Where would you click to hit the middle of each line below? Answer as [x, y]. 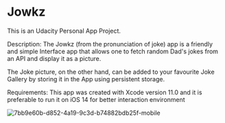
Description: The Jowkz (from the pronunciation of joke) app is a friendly [110, 44]
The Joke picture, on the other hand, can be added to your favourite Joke [111, 72]
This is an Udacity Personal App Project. [64, 31]
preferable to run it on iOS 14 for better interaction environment [96, 99]
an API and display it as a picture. [54, 58]
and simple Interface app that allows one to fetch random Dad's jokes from [113, 51]
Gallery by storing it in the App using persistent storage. [86, 79]
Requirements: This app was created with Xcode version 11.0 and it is [105, 92]
